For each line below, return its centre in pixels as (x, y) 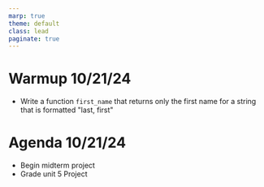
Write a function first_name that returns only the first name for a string (138, 102)
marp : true (27, 16)
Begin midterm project (58, 165)
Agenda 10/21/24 (67, 143)
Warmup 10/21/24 (70, 79)
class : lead (28, 31)
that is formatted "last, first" (67, 110)
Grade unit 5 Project (54, 174)
